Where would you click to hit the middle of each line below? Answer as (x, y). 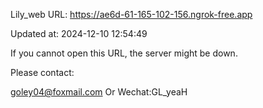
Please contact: (42, 72)
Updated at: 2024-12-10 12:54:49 (79, 33)
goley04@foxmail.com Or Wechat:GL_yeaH (99, 92)
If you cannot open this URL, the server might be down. (124, 53)
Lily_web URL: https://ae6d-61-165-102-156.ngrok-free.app (131, 14)
